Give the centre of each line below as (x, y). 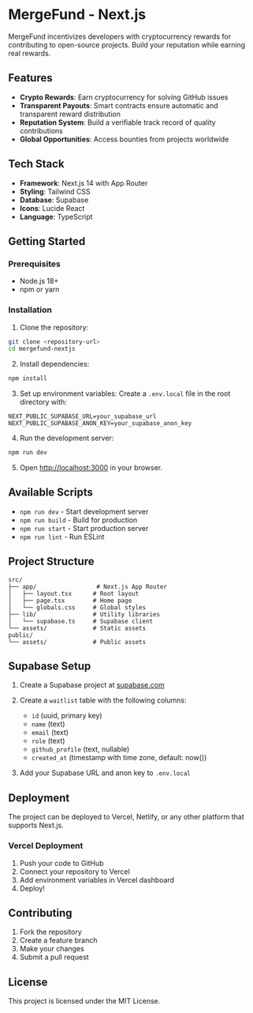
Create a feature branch (58, 940)
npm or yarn (39, 289)
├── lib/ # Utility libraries (84, 614)
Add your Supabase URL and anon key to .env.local (105, 773)
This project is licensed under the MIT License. (84, 1001)
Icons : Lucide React (52, 208)
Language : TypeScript (56, 217)
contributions (41, 130)
